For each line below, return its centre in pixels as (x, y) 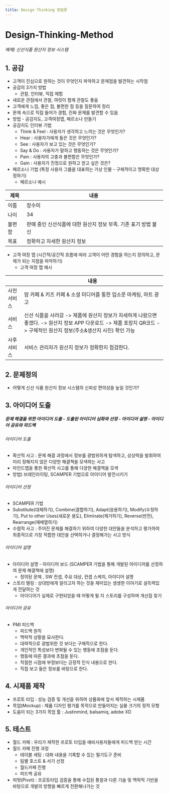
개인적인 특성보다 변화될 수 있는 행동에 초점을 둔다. (69, 650)
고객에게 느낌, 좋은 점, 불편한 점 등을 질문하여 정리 (61, 106)
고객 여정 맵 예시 (36, 267)
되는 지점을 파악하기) (42, 261)
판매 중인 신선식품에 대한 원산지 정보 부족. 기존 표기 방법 (89, 224)
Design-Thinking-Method (59, 35)
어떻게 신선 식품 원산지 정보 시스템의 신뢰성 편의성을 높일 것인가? (76, 388)
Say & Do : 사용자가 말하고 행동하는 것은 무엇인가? (69, 150)
